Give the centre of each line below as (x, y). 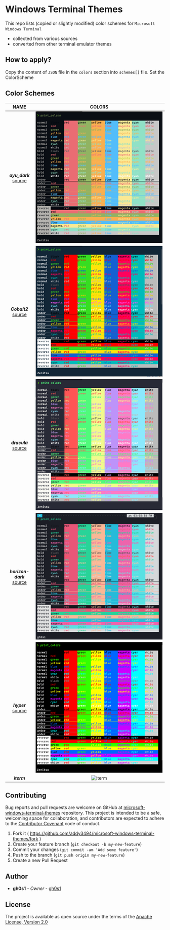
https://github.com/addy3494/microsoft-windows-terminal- (92, 833)
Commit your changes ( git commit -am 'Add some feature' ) (75, 850)
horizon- (19, 571)
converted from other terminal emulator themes (62, 44)
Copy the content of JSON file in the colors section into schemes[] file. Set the (85, 72)
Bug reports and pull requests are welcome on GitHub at (64, 807)
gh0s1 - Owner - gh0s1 (37, 888)
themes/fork (26, 839)
